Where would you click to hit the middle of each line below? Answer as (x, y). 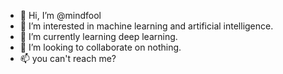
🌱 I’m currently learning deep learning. (98, 36)
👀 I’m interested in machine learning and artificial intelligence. (146, 26)
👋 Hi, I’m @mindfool (60, 15)
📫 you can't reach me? (68, 58)
